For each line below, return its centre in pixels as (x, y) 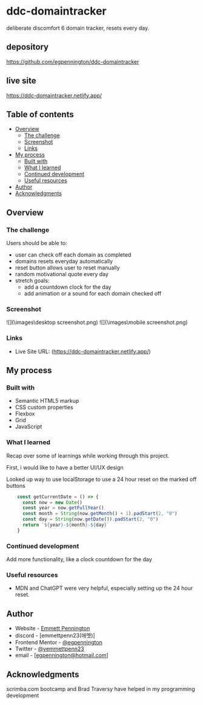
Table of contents (40, 114)
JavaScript (28, 427)
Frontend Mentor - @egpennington (59, 643)
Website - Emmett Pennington (52, 629)
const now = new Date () (52, 502)
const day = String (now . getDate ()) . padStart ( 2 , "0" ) (90, 519)
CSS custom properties (44, 407)
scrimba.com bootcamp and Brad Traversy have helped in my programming (101, 689)
